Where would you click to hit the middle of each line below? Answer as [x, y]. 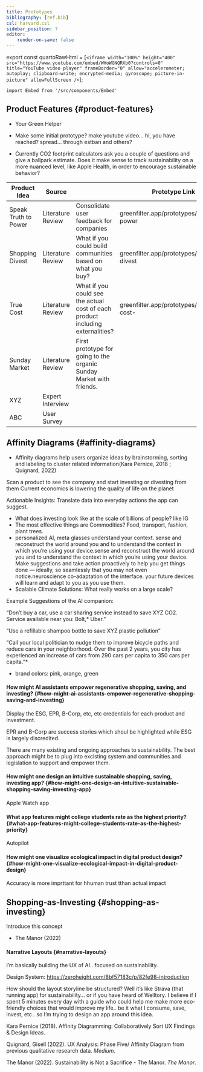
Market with [93, 379]
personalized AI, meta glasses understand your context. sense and [98, 538]
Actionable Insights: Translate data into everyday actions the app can [92, 500]
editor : [16, 35]
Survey [53, 421]
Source [56, 191]
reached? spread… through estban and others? [74, 142]
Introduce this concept [34, 926]
